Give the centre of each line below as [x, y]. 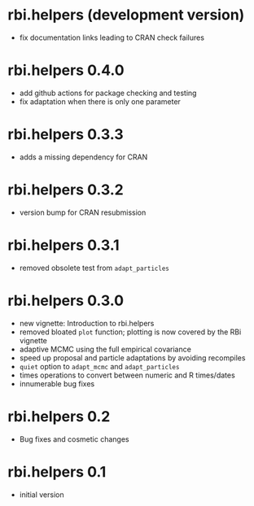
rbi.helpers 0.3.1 [63, 245]
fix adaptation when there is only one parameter [100, 101]
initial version [42, 495]
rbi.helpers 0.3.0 [66, 301]
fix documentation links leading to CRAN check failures [112, 37]
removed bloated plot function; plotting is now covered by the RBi [130, 332]
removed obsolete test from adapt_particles [94, 268]
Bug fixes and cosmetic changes [74, 439]
